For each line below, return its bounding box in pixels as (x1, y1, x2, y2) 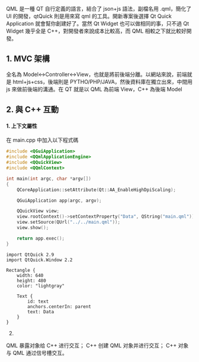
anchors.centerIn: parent (27, 303, 92, 310)
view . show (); (17, 225, 49, 231)
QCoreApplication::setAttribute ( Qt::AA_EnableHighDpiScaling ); (17, 186, 176, 193)
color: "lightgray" (17, 282, 65, 289)
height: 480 (17, 278, 46, 284)
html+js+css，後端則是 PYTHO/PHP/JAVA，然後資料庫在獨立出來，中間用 (12, 78, 193, 85)
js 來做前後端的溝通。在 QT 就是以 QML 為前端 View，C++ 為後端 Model (6, 85, 182, 93)
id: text (27, 299, 49, 304)
